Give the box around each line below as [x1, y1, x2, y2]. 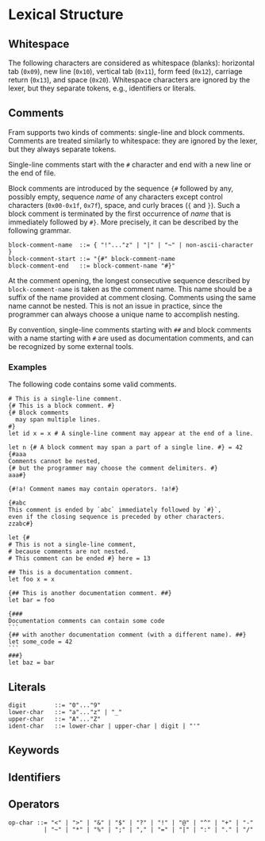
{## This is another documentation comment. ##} [8, 589, 172, 597]
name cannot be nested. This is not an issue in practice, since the [8, 301, 223, 310]
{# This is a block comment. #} [8, 402, 115, 410]
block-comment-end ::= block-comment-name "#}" [8, 262, 176, 270]
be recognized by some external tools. [8, 341, 134, 351]
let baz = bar [8, 659, 56, 667]
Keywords [8, 743, 60, 757]
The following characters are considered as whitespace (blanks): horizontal [8, 58, 255, 67]
